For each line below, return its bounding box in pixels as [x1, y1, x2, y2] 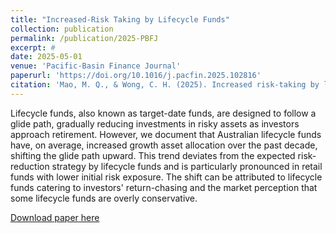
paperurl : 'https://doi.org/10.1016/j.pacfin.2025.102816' [10, 71, 262, 81]
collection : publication [10, 24, 114, 34]
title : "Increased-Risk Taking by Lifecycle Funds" [10, 14, 230, 25]
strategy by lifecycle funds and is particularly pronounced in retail [51, 160, 323, 172]
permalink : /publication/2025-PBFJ [10, 33, 159, 43]
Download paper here [10, 211, 100, 223]
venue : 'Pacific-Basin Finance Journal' [10, 61, 182, 71]
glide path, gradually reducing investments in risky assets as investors [10, 117, 300, 130]
